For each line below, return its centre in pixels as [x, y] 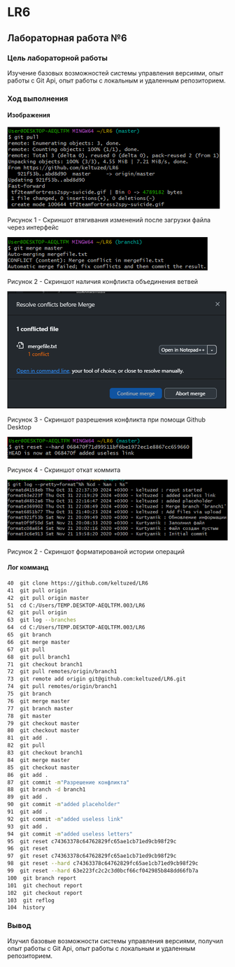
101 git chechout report [45, 885]
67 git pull [26, 650]
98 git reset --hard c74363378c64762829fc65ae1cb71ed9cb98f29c [103, 864]
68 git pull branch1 [39, 657]
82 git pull [26, 745]
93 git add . [28, 826]
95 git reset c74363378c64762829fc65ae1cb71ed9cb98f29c [92, 841]
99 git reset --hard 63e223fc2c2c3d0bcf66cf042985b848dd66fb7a [103, 871]
